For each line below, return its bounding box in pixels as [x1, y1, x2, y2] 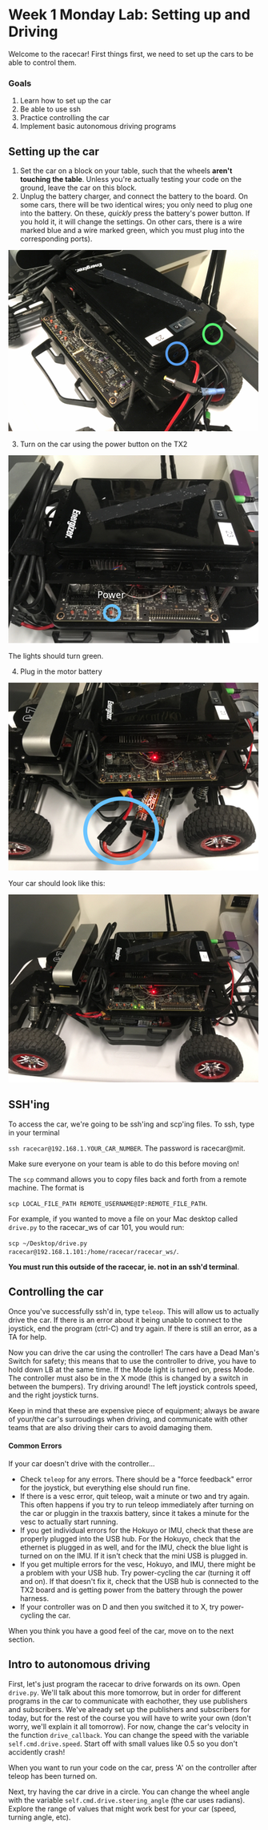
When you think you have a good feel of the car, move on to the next [8, 1626, 234, 1635]
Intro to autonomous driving [8, 1658, 150, 1671]
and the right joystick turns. [8, 1390, 99, 1400]
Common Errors [8, 1441, 62, 1451]
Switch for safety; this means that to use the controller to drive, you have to [8, 1356, 257, 1365]
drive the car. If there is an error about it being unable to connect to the [8, 1315, 242, 1324]
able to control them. [8, 58, 78, 67]
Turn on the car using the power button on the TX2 [19, 439, 188, 449]
